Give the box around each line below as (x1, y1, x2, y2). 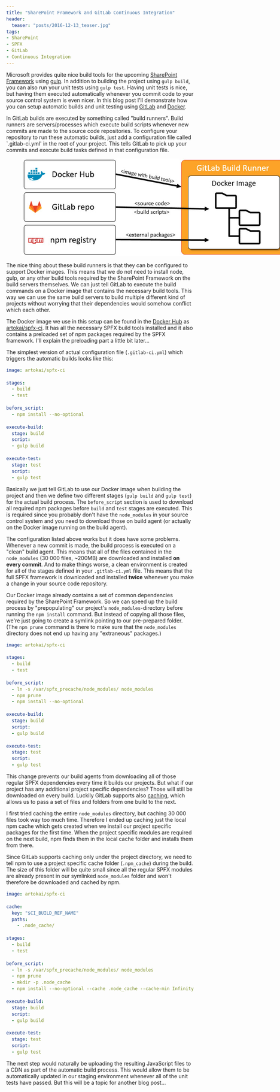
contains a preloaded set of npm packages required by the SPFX (6, 330, 166, 338)
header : (6, 16, 26, 22)
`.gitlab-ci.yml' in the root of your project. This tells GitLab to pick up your (6, 140, 187, 147)
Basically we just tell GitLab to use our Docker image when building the (6, 485, 181, 492)
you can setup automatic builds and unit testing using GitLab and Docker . (6, 102, 187, 110)
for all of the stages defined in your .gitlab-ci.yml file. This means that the (6, 567, 193, 574)
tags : (6, 29, 20, 35)
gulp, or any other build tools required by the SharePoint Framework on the (6, 274, 191, 282)
